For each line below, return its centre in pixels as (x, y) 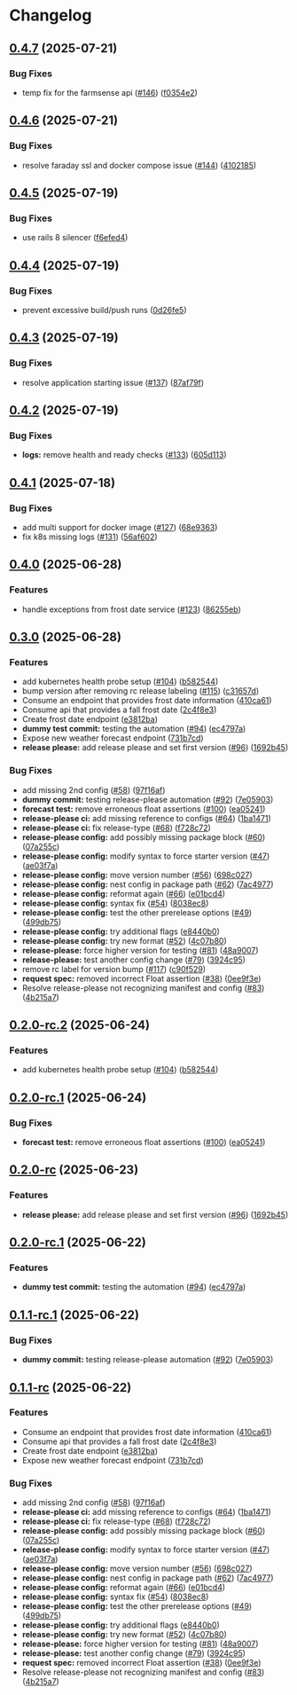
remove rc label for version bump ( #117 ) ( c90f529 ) (114, 969)
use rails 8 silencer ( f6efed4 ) (75, 238)
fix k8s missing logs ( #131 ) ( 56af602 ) (90, 537)
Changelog (51, 16)
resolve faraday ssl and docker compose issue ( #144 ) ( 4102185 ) (139, 165)
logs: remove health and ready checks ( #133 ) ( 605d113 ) (124, 455)
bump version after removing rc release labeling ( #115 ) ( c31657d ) (141, 691)
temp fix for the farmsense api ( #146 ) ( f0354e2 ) (109, 92)
